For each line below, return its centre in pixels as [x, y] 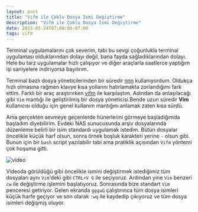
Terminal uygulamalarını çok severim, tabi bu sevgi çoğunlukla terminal [92, 50]
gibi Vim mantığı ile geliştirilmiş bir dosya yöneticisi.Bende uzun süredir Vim [98, 100]
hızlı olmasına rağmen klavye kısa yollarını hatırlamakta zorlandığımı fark [94, 87]
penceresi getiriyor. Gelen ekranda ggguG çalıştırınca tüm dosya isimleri [92, 190]
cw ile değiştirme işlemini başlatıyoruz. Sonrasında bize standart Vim [88, 184]
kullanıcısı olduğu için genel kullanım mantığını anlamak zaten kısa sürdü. [95, 106]
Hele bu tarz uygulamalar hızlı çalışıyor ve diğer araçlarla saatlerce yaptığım [98, 63]
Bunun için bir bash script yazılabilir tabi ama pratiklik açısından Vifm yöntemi [99, 142]
